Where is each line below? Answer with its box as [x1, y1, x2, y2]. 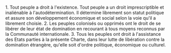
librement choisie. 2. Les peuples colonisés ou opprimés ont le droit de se [5, 20, 161, 26]
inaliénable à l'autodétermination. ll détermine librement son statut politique [5, 10, 164, 16]
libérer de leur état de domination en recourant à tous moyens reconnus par [5, 26, 165, 32]
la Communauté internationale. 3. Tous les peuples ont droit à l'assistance [5, 31, 161, 37]
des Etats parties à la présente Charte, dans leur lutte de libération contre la [5, 36, 165, 42]
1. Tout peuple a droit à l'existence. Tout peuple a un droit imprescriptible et [5, 5, 164, 10]
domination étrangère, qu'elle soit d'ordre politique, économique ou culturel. [5, 42, 166, 47]
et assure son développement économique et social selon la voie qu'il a [5, 15, 156, 21]
